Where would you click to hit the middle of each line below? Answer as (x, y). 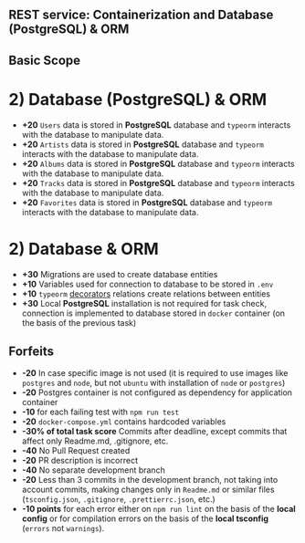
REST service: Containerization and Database (141, 15)
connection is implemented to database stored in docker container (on (153, 313)
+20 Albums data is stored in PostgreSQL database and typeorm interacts (158, 163)
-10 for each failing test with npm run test (100, 412)
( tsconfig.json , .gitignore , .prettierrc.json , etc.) (118, 499)
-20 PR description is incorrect (80, 461)
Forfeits (31, 352)
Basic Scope (45, 60)
